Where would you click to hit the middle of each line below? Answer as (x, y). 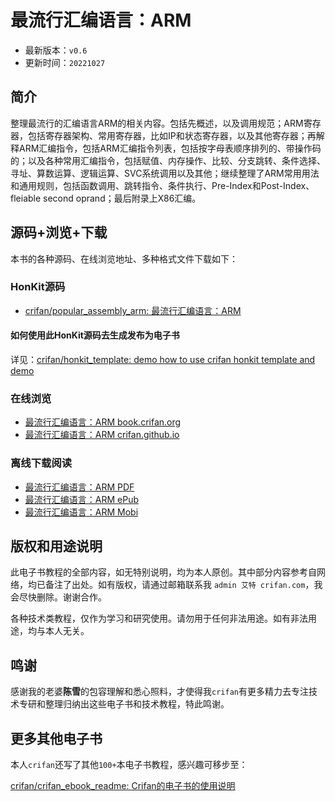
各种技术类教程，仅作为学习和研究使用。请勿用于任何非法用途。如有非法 (159, 618)
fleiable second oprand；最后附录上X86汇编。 (106, 198)
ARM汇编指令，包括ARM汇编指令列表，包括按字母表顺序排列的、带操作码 (170, 148)
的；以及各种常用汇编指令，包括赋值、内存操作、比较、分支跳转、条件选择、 (168, 160)
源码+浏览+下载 (59, 232)
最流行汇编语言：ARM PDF (79, 487)
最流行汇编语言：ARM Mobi (81, 512)
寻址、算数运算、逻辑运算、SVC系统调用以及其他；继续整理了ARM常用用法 (165, 173)
